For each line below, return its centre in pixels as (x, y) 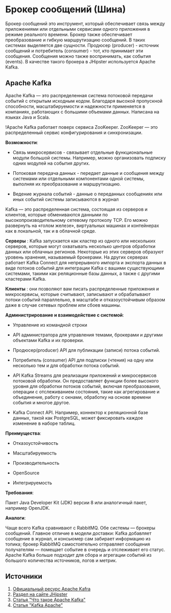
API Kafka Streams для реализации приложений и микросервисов (84, 375)
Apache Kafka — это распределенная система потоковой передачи (79, 95)
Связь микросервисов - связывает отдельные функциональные (83, 152)
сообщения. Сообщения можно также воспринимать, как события (78, 56)
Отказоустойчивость (35, 443)
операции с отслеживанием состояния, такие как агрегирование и (86, 392)
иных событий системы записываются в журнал (66, 199)
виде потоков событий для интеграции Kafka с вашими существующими (85, 268)
